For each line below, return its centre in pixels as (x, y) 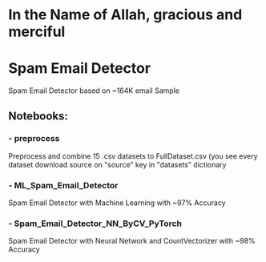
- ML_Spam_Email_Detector (63, 185)
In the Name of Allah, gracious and (125, 15)
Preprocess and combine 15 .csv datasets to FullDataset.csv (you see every (133, 156)
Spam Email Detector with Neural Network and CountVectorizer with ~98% (132, 241)
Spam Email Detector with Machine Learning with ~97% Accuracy (117, 203)
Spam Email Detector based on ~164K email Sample (94, 91)
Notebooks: (38, 116)
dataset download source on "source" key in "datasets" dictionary (117, 164)
